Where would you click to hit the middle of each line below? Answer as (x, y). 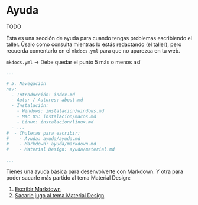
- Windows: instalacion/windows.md (61, 111)
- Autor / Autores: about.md (47, 100)
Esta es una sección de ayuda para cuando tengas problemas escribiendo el (99, 38)
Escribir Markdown (38, 189)
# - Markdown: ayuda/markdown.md (51, 144)
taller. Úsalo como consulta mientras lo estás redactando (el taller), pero (94, 44)
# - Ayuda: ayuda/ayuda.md (43, 139)
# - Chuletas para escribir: (43, 133)
